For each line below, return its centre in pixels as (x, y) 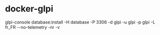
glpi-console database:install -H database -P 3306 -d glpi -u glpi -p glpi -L (80, 22)
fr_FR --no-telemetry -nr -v (32, 27)
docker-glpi (29, 9)
